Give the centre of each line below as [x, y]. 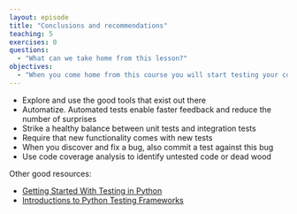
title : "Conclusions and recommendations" [88, 26]
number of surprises [59, 118]
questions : [29, 50]
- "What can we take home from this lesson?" [103, 58]
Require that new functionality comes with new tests [117, 137]
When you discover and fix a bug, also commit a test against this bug [148, 147]
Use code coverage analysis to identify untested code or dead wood [147, 157]
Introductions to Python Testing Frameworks [103, 200]
